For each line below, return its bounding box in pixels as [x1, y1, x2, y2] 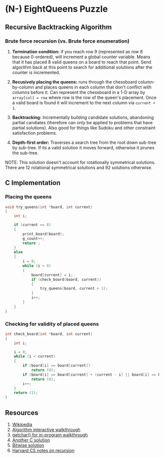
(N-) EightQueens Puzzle [5, 3, 108, 15]
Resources [5, 409, 39, 417]
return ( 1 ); [14, 390, 38, 395]
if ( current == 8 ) [14, 223, 51, 228]
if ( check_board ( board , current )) [31, 277, 102, 282]
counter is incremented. [12, 69, 61, 75]
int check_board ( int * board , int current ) [5, 331, 93, 336]
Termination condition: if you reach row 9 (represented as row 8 [12, 48, 143, 54]
